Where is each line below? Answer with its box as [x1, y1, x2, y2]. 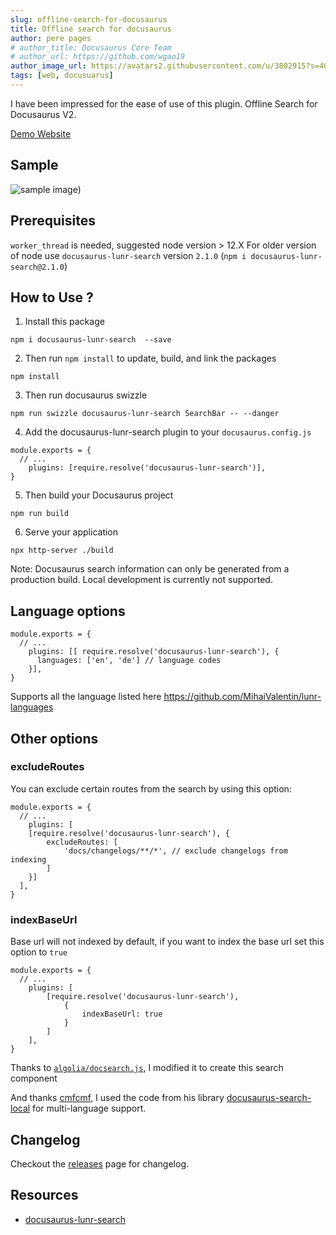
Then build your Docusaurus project [24, 489, 174, 501]
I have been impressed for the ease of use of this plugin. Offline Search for [10, 97, 318, 110]
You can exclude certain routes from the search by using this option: [10, 782, 292, 795]
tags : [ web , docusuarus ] [10, 71, 114, 81]
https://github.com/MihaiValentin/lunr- [163, 691, 322, 703]
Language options [10, 602, 126, 620]
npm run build [10, 509, 70, 519]
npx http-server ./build [10, 546, 114, 556]
